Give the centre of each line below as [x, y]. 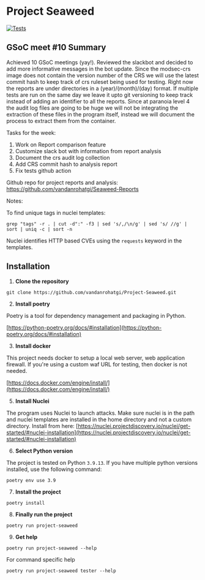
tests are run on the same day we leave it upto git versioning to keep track [100, 95]
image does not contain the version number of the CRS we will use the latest [102, 75]
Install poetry [32, 304]
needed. [17, 371]
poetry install [26, 503]
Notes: [15, 201]
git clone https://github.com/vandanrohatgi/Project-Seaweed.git [91, 292]
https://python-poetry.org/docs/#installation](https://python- [85, 327]
